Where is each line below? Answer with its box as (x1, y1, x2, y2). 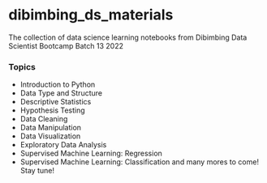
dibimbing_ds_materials (8, 6, 174, 24)
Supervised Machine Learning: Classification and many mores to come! (19, 157, 260, 167)
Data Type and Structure (19, 88, 103, 98)
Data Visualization (19, 131, 81, 141)
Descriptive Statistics (19, 97, 92, 107)
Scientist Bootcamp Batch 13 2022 (8, 40, 124, 50)
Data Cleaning (19, 114, 68, 124)
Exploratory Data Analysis (19, 140, 107, 150)
